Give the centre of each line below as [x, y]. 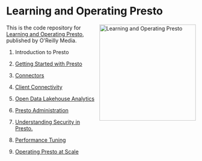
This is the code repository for [44, 28]
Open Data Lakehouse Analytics [55, 99]
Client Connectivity [39, 87]
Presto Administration [42, 110]
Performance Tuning [40, 140]
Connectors [29, 75]
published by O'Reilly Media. [41, 40]
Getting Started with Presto [48, 64]
